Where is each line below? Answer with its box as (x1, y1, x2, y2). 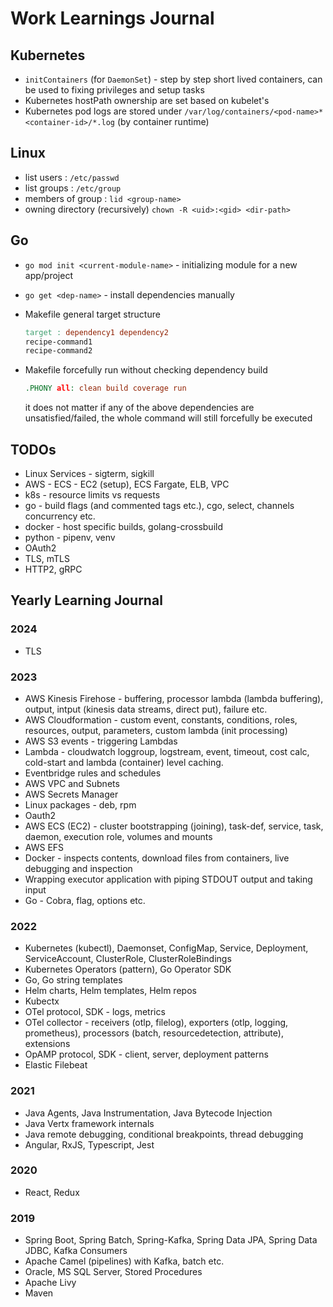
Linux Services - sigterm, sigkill (24, 467, 155, 479)
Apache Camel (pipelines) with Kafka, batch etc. (24, 1255, 225, 1267)
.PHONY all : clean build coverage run (24, 383, 187, 394)
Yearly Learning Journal (10, 592, 163, 609)
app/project (24, 269, 73, 281)
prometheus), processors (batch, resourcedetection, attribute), (24, 1027, 284, 1039)
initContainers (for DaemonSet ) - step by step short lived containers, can (24, 73, 323, 85)
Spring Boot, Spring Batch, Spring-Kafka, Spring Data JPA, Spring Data (24, 1234, 318, 1246)
